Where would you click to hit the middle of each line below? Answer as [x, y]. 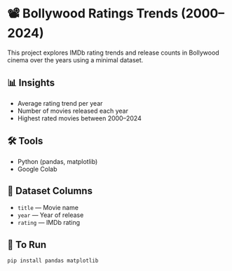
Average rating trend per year [60, 103]
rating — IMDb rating [49, 223]
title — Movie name [48, 208]
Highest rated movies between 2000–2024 [79, 118]
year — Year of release [50, 215]
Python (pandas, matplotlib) [57, 161]
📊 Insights [31, 83]
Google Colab [37, 169]
